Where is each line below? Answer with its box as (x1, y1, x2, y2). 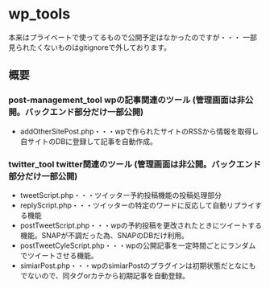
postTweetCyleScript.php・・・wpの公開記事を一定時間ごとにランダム (19, 241, 256, 250)
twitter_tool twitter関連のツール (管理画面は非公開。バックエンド (8, 158, 262, 170)
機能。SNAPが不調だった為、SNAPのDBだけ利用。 (19, 230, 189, 240)
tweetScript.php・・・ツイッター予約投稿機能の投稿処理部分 (19, 190, 222, 200)
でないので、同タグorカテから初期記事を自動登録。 (19, 270, 189, 280)
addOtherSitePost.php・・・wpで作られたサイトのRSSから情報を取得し (19, 126, 260, 136)
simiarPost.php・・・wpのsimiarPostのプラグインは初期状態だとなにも (19, 261, 256, 270)
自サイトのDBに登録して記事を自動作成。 (19, 136, 157, 146)
